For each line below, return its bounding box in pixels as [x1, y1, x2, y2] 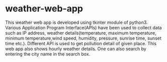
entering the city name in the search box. [5, 51, 91, 57]
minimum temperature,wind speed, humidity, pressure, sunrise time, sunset [5, 35, 162, 41]
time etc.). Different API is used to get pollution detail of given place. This [5, 40, 157, 46]
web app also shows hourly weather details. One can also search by [5, 46, 147, 52]
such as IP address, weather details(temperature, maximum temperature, [5, 30, 157, 36]
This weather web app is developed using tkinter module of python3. [5, 19, 148, 25]
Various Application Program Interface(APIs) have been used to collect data [5, 24, 162, 30]
